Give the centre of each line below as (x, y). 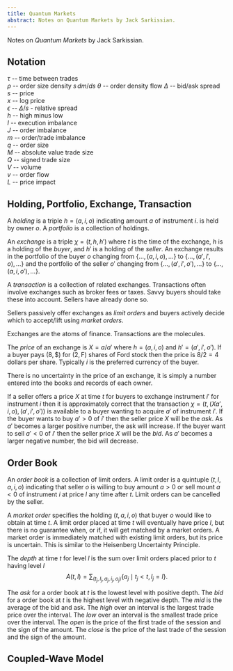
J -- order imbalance (37, 130)
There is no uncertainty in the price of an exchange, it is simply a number (112, 376)
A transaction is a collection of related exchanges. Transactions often (107, 285)
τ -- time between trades (43, 79)
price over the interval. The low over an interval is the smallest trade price (113, 615)
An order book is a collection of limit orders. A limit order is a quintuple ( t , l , (114, 479)
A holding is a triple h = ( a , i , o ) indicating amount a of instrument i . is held (113, 221)
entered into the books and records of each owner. (80, 383)
